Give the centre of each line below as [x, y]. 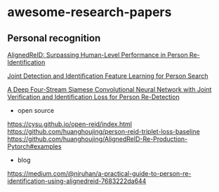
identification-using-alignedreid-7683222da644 [77, 181]
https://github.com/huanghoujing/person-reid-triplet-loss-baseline [104, 131]
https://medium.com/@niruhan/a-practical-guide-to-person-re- [99, 173]
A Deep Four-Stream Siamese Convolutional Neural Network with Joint [109, 89]
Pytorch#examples [34, 146]
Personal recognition [54, 38]
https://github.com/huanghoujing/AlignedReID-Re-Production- [98, 139]
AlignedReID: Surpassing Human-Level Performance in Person [98, 55]
